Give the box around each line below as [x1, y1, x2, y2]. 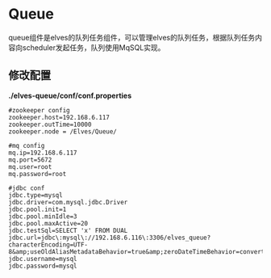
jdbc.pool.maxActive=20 [8, 219, 89, 227]
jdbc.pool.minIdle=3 [8, 212, 78, 221]
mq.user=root [8, 162, 52, 171]
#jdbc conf [8, 183, 45, 192]
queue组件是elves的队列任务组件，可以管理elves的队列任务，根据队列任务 [8, 32, 256, 42]
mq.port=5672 [8, 155, 52, 164]
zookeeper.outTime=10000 [8, 120, 92, 128]
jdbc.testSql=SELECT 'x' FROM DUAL [8, 226, 128, 234]
